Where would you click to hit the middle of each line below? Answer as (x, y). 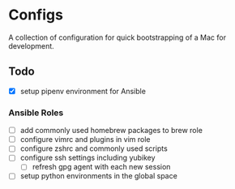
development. (31, 45)
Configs (36, 15)
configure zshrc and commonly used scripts (94, 148)
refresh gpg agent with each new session (101, 167)
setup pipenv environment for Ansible (83, 91)
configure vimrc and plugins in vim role (85, 140)
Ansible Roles (36, 113)
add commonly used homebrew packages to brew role (111, 131)
